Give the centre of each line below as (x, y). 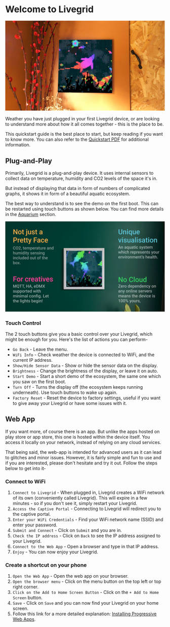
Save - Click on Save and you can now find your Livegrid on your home (86, 603)
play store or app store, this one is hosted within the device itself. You (78, 437)
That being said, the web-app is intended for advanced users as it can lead (83, 452)
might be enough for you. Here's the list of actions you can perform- (77, 339)
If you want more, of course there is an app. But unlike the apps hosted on (82, 431)
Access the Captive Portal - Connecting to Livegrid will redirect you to (87, 509)
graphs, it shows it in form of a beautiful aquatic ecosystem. (68, 194)
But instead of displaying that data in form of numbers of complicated (78, 189)
